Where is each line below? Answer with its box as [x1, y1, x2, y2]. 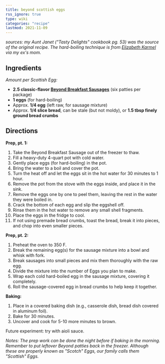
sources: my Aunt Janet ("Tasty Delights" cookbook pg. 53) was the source [5, 39, 159, 45]
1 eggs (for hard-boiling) [12, 97, 62, 102]
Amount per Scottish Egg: [5, 77, 58, 83]
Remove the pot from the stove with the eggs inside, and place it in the [12, 181, 156, 187]
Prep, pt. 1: [5, 140, 28, 146]
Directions [5, 127, 38, 135]
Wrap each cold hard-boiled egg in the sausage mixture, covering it [12, 273, 150, 279]
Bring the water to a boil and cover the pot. [12, 165, 100, 171]
